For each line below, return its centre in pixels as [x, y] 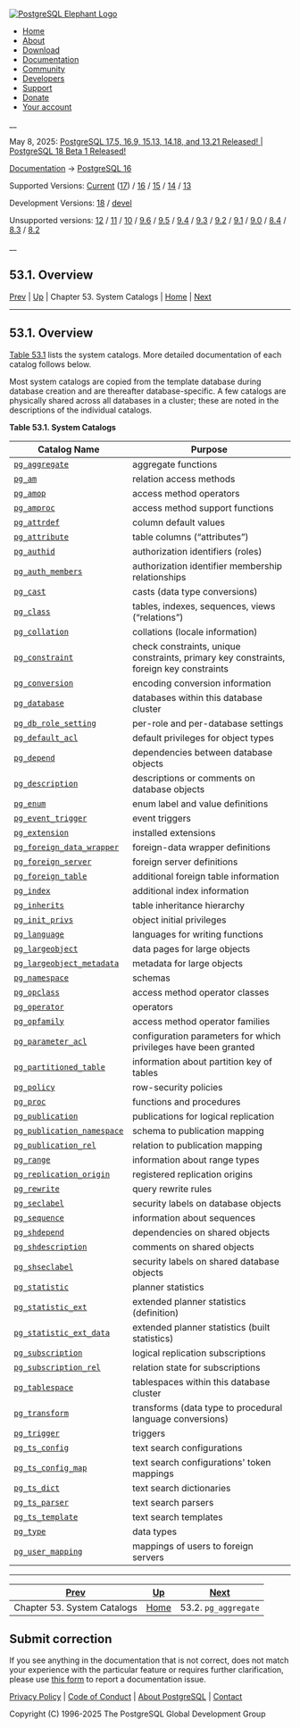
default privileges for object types [203, 738]
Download [41, 50]
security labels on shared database [206, 1261]
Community [43, 69]
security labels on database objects [207, 1203]
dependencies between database [203, 752]
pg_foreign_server [53, 861]
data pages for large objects [192, 948]
